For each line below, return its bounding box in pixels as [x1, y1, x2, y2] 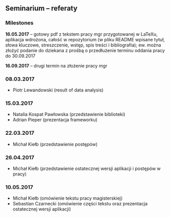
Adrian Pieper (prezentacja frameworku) [12, 117, 98, 123]
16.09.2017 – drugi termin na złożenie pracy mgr [5, 62, 108, 68]
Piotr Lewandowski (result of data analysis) [12, 87, 104, 93]
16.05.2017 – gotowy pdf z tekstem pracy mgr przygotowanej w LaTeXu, [5, 31, 158, 37]
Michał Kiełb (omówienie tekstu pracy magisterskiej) [12, 195, 123, 201]
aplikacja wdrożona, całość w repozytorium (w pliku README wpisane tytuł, [5, 36, 165, 42]
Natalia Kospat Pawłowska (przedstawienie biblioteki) [12, 111, 126, 117]
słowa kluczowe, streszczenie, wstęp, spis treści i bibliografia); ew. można [5, 42, 161, 48]
